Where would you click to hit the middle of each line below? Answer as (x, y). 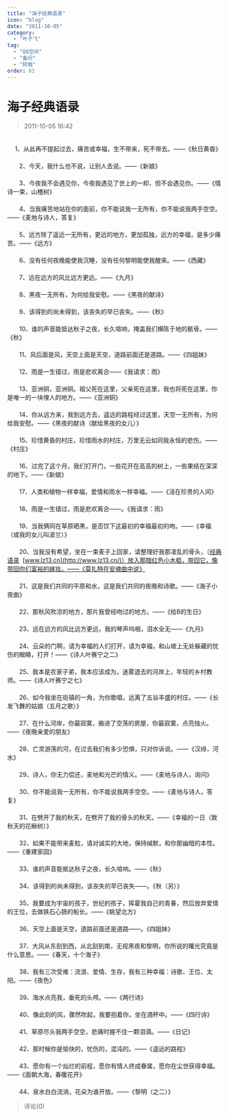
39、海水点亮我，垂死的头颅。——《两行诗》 (83, 998)
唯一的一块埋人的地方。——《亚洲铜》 (67, 398)
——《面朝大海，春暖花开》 (46, 1074)
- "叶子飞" (27, 39)
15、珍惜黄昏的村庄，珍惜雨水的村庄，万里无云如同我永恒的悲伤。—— (118, 440)
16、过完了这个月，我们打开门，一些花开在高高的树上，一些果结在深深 (118, 466)
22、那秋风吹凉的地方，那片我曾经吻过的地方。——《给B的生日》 (112, 612)
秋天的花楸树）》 (30, 826)
